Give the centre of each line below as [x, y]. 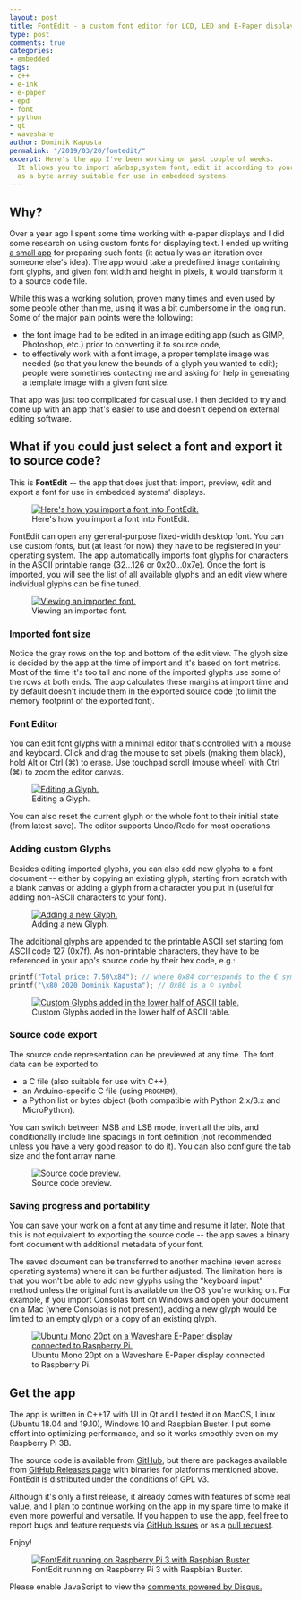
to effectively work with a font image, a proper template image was [146, 354]
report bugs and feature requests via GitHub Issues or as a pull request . [142, 1525]
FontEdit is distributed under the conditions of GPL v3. [109, 1479]
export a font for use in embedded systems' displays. [107, 492]
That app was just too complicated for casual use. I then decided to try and [148, 400]
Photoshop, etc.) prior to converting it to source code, [121, 345]
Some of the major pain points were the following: [101, 318]
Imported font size [50, 634]
